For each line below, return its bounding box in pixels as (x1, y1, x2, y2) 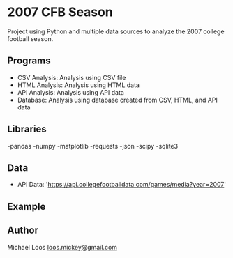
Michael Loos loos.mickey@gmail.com (7, 243, 117, 251)
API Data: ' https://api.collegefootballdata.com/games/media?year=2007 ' (17, 181, 227, 189)
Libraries (7, 123, 47, 135)
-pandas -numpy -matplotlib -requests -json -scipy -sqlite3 (7, 142, 179, 150)
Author (7, 225, 38, 236)
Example (7, 200, 46, 213)
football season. (7, 34, 54, 43)
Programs (7, 55, 51, 67)
